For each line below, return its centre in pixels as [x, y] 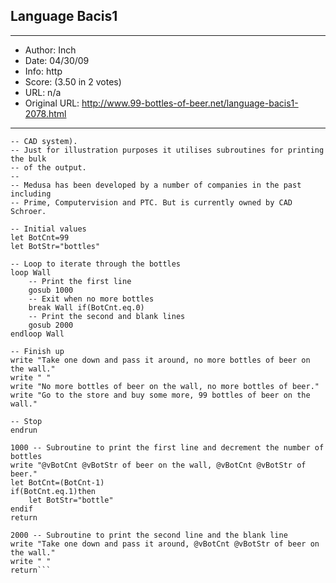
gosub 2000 [51, 325]
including [31, 194]
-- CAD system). [44, 141]
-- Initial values [48, 229]
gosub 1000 [51, 290]
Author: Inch [50, 50]
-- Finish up [37, 351]
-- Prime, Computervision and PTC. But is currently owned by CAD [151, 202]
